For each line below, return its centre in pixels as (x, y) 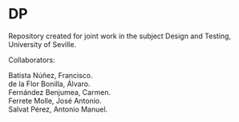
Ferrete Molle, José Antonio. (55, 100)
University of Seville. (43, 44)
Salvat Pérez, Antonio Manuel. (58, 109)
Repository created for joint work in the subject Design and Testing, (119, 36)
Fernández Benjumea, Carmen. (59, 92)
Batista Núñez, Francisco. (51, 75)
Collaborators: (32, 60)
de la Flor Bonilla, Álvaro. (49, 84)
